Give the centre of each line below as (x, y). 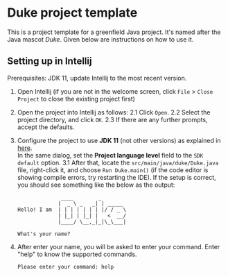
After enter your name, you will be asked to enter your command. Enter (119, 246)
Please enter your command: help (65, 267)
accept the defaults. (46, 127)
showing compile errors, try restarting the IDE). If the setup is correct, (116, 177)
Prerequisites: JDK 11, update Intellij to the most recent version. (97, 78)
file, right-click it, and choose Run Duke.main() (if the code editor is (113, 170)
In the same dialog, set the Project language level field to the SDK (110, 155)
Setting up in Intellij (50, 61)
